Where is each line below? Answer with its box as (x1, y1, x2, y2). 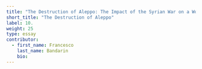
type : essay (6, 31, 36, 37)
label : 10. (6, 20, 34, 26)
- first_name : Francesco (11, 43, 74, 49)
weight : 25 (6, 25, 34, 32)
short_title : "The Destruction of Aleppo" (6, 14, 114, 20)
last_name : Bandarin (17, 48, 69, 54)
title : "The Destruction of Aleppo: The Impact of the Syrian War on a (6, 8, 189, 15)
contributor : (6, 37, 39, 43)
